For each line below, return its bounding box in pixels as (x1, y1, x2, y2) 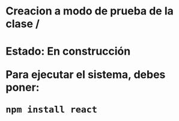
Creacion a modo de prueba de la (5, 4, 174, 18)
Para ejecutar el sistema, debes (5, 68, 166, 82)
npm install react (5, 104, 97, 116)
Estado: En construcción (5, 45, 131, 58)
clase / (5, 17, 40, 31)
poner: (5, 81, 40, 95)
